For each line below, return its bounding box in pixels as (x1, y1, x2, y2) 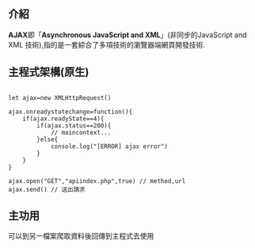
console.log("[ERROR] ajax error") (50, 142, 169, 151)
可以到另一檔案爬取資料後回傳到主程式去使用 (8, 231, 154, 241)
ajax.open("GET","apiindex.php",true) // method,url (8, 177, 186, 185)
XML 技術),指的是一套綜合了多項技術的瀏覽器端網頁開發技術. (8, 40, 206, 49)
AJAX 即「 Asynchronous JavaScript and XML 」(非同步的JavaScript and (8, 30, 247, 40)
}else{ (36, 135, 59, 143)
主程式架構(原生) (8, 66, 89, 79)
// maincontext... (50, 128, 112, 136)
